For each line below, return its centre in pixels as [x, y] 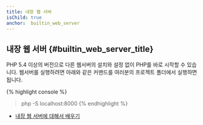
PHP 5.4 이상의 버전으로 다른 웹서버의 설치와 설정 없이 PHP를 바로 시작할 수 [96, 65]
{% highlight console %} [37, 92]
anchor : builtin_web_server [43, 23]
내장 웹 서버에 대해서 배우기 [48, 116]
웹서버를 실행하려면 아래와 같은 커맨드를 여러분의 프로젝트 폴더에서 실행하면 [108, 72]
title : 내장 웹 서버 [29, 12]
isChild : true [24, 18]
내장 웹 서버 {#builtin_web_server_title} [80, 49]
